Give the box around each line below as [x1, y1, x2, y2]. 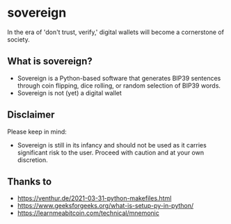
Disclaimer [7, 109, 55, 121]
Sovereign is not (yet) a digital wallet [17, 88, 122, 97]
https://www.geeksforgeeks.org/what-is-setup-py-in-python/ [17, 202, 194, 210]
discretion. [17, 155, 49, 164]
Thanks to [7, 175, 52, 187]
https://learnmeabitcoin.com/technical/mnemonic [17, 209, 160, 217]
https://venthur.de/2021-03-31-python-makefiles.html [17, 194, 172, 202]
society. [7, 35, 30, 43]
